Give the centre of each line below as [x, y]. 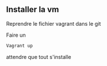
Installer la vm [33, 10]
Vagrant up [20, 46]
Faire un [16, 35]
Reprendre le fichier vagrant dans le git [54, 23]
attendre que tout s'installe [39, 57]
